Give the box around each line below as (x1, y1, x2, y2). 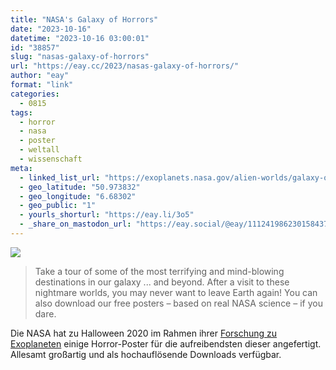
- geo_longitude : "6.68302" (19, 191, 137, 201)
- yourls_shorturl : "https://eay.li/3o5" (19, 210, 195, 220)
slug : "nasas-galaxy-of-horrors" (10, 52, 150, 62)
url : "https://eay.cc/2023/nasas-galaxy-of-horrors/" (10, 61, 240, 71)
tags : (10, 107, 33, 118)
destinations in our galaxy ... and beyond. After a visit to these (34, 276, 290, 288)
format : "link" (10, 80, 74, 90)
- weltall (19, 145, 60, 155)
